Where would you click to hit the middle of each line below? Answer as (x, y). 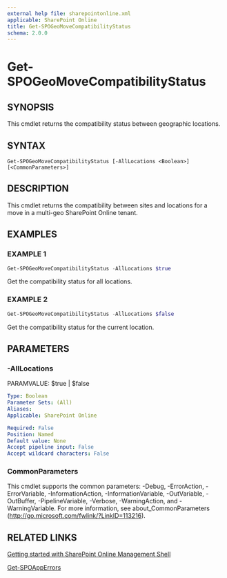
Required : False (30, 428)
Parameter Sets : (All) (40, 403)
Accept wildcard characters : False (58, 454)
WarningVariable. (32, 508)
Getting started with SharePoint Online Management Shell (89, 554)
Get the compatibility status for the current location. (81, 327)
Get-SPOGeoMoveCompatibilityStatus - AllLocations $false (91, 314)
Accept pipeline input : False (51, 447)
